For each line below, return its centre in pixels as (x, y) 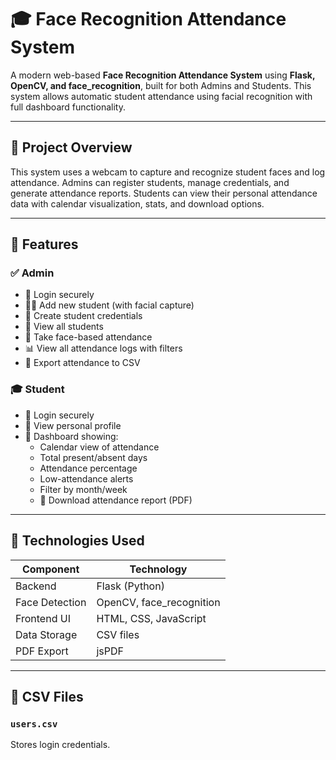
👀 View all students (64, 327)
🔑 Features (44, 244)
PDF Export (42, 651)
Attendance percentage (88, 468)
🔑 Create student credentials (83, 316)
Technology (158, 569)
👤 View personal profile (73, 425)
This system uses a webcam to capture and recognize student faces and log (168, 172)
